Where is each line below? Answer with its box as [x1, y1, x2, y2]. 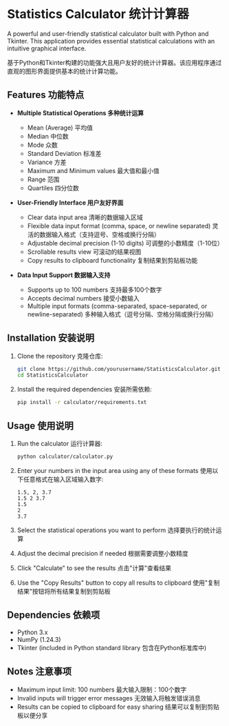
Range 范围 [27, 175, 60, 183]
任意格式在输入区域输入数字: [23, 475, 104, 483]
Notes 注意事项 [7, 666, 72, 678]
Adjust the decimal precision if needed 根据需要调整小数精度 [17, 549, 189, 557]
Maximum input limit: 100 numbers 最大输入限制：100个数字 [17, 685, 187, 694]
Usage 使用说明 [7, 420, 74, 432]
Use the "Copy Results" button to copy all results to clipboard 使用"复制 [17, 578, 220, 587]
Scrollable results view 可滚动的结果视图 [27, 248, 142, 256]
